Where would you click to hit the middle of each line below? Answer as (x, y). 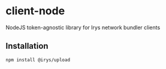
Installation (27, 46)
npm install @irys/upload (38, 60)
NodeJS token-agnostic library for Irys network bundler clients (83, 27)
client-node (35, 11)
